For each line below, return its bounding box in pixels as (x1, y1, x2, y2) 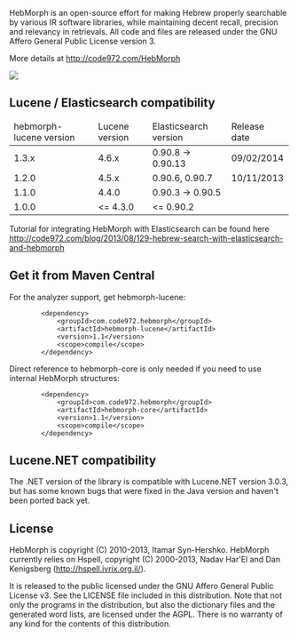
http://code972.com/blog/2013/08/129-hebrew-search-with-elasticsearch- (9, 233, 284, 243)
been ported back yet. (9, 495, 90, 506)
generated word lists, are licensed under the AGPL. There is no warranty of (9, 609, 284, 620)
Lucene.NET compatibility (9, 453, 157, 468)
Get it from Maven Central (9, 268, 155, 283)
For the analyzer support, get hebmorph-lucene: (9, 291, 186, 302)
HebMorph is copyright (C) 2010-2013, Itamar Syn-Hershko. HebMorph (9, 545, 270, 555)
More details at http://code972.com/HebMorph (9, 53, 181, 63)
